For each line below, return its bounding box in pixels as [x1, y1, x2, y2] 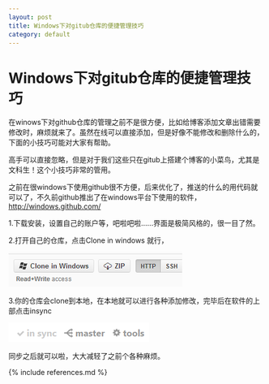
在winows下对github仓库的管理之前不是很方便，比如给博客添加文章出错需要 [8, 118, 261, 127]
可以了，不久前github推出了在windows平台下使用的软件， [8, 192, 202, 202]
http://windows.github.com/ [8, 201, 101, 211]
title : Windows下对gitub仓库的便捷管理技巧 [8, 21, 144, 30]
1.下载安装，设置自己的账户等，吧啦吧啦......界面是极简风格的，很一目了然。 [8, 218, 260, 228]
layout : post [8, 13, 53, 21]
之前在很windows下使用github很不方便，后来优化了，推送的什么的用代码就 [8, 183, 258, 192]
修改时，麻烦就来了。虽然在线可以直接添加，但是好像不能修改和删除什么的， [8, 127, 264, 137]
